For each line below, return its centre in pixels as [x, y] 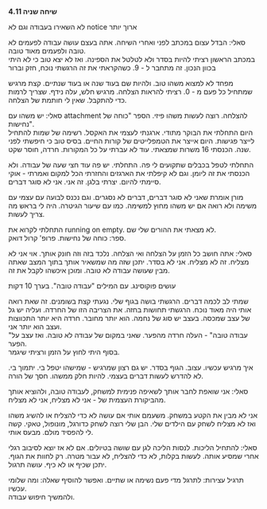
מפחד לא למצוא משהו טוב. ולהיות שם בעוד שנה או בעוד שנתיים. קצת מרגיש [121, 83]
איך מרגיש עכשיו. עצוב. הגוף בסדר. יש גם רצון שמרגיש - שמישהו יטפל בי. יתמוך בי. [131, 367]
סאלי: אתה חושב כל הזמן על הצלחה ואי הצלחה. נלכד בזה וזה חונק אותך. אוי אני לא [130, 253]
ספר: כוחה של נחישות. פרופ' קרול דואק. [67, 238]
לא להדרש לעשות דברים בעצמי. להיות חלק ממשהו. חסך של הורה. [106, 376]
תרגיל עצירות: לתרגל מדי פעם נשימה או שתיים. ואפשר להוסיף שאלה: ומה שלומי [126, 480]
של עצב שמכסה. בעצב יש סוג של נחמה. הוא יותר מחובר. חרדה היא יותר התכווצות [129, 318]
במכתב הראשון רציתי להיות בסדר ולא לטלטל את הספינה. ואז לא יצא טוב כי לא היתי [132, 59]
